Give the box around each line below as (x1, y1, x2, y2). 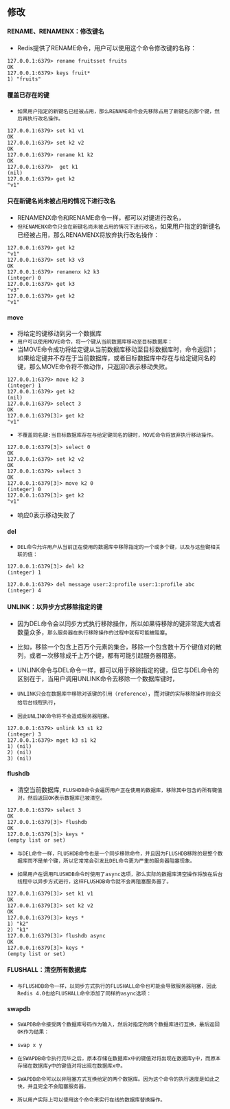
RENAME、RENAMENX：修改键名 (7, 27, 104, 35)
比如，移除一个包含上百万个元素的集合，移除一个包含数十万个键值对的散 (16, 643, 222, 651)
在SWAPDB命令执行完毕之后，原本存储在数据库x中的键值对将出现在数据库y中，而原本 (16, 1055, 221, 1062)
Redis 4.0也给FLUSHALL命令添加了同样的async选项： (16, 991, 152, 997)
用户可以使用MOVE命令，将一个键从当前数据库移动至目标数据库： (16, 338, 173, 346)
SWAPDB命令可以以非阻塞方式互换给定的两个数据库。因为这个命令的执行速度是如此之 (16, 1076, 220, 1083)
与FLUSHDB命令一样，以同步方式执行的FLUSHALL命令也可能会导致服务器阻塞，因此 (16, 983, 217, 990)
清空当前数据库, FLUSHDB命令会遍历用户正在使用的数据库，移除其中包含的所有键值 (16, 785, 222, 794)
